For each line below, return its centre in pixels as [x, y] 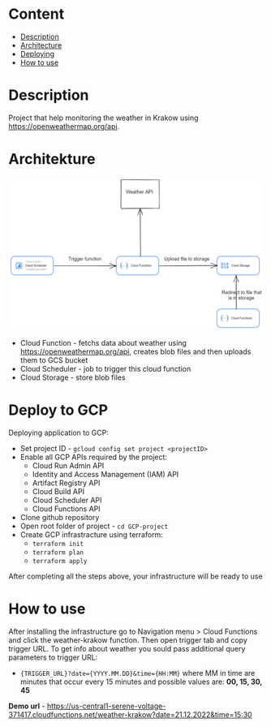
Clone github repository [60, 517]
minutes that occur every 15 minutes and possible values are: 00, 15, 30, [141, 682]
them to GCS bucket [54, 360]
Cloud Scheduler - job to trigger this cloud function [105, 369]
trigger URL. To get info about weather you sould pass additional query [127, 648]
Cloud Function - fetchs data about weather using [103, 343]
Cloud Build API [58, 491]
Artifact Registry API [66, 483]
